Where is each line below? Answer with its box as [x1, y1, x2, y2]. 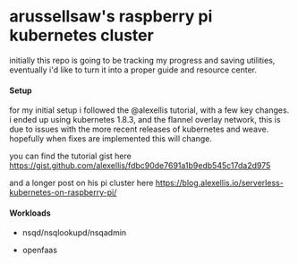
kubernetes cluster [9, 25, 154, 46]
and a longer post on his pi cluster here [9, 177, 154, 189]
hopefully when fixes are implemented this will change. [9, 133, 212, 144]
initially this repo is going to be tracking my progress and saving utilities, [9, 55, 276, 65]
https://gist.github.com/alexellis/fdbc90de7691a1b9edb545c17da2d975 [9, 160, 271, 171]
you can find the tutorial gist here [9, 150, 132, 162]
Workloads [9, 208, 51, 218]
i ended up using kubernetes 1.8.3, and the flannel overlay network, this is [9, 115, 281, 125]
